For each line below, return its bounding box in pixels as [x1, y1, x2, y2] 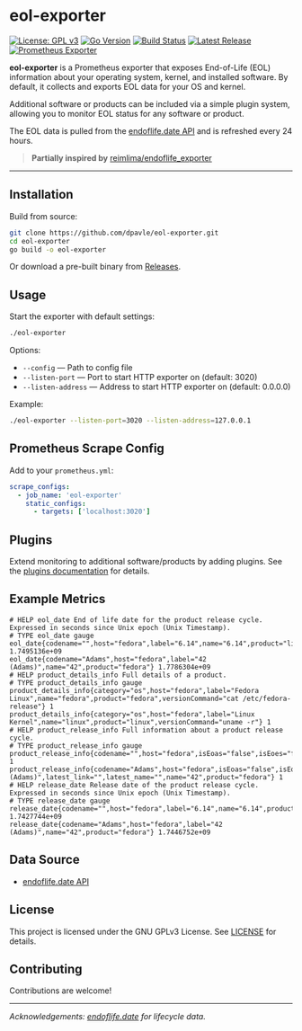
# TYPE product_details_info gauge [9, 678, 143, 688]
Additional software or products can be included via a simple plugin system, [9, 98, 290, 109]
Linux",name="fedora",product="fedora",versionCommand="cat [9, 694, 240, 703]
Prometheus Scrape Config [9, 441, 164, 457]
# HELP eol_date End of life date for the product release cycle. [9, 615, 263, 625]
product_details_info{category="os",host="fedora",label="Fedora [9, 686, 259, 695]
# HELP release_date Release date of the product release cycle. [9, 780, 259, 789]
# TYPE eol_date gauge [9, 631, 94, 640]
